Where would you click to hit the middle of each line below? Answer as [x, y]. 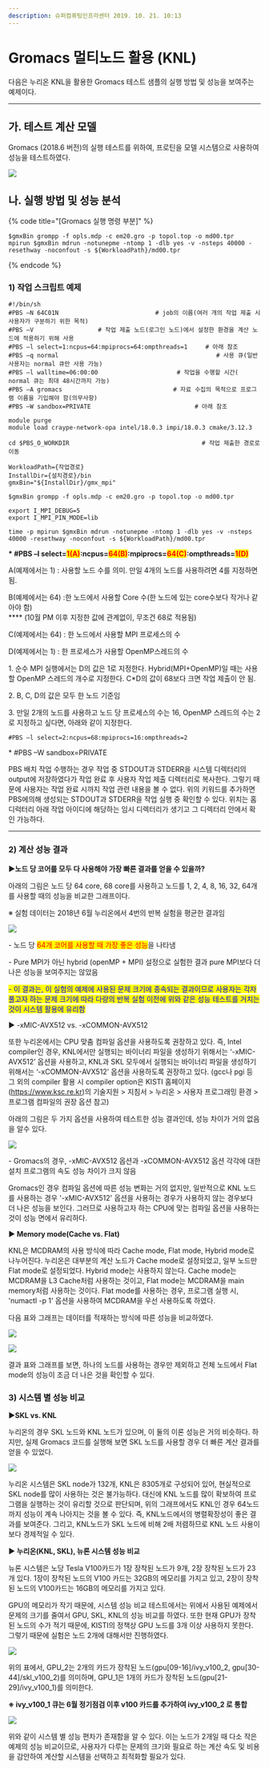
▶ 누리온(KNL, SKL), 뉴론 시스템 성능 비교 [74, 1551]
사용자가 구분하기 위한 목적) [48, 321]
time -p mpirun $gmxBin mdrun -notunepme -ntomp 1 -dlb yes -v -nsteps [130, 532]
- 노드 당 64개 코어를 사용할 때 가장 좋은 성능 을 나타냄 [92, 945]
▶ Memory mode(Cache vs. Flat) [64, 1234]
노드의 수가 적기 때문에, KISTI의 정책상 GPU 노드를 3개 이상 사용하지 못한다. [135, 1626]
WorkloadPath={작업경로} [46, 467]
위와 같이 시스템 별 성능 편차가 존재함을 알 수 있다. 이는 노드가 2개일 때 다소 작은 [133, 1737]
